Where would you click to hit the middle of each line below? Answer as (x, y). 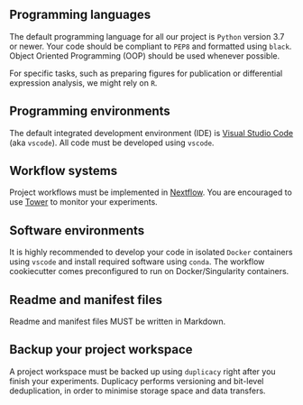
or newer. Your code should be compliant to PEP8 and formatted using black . (151, 46)
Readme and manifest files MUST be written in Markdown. (118, 322)
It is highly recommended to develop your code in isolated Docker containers (151, 253)
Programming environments (90, 111)
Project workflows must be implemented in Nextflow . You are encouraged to (151, 192)
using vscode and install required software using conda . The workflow (137, 262)
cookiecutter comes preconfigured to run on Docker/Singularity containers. (149, 272)
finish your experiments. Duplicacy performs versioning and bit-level (137, 381)
